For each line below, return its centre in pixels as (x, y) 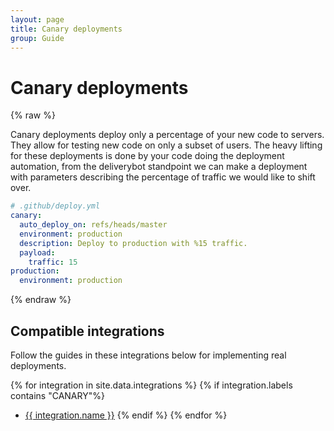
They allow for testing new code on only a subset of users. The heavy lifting (166, 145)
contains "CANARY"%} (57, 395)
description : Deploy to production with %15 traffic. (133, 243)
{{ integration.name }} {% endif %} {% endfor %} (126, 415)
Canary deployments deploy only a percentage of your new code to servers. (167, 135)
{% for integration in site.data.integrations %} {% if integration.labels (151, 385)
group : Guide (37, 38)
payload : (37, 252)
